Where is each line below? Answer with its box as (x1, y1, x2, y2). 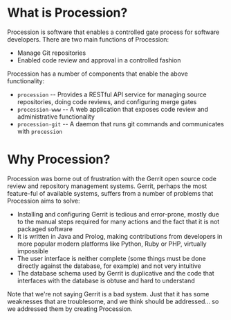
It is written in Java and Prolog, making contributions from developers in (17, 232, 223, 240)
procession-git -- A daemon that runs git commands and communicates (17, 119, 225, 128)
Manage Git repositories (17, 49, 86, 57)
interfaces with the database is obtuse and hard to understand (17, 276, 195, 285)
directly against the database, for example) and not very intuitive (17, 262, 202, 270)
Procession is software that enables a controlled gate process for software (7, 28, 220, 36)
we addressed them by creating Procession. (7, 304, 133, 313)
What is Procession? (7, 5, 128, 21)
